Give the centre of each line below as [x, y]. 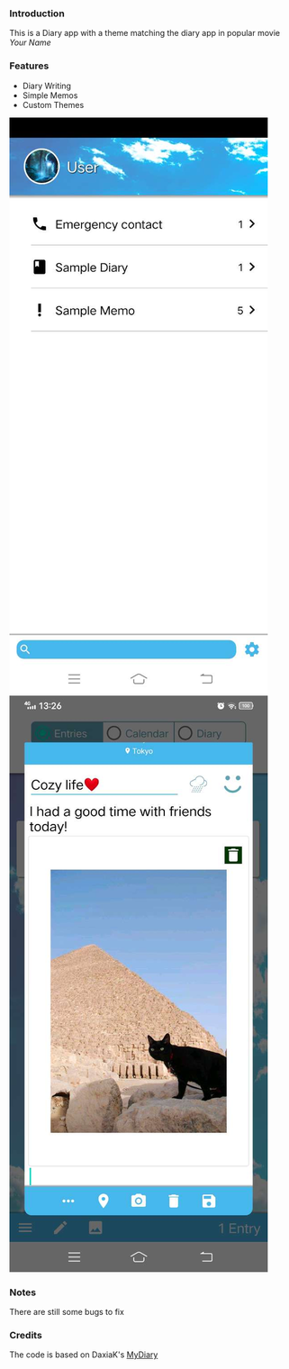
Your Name [30, 42]
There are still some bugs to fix [67, 1311]
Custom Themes [53, 104]
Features [29, 66]
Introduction [37, 14]
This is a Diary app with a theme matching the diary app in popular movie [145, 33]
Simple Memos [50, 95]
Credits [26, 1335]
